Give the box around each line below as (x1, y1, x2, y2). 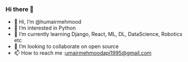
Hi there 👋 (5, 5, 34, 13)
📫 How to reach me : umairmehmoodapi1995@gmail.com (13, 49, 152, 57)
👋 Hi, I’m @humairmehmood (13, 19, 82, 25)
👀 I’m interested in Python (13, 24, 76, 31)
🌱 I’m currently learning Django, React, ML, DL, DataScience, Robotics (13, 31, 183, 38)
